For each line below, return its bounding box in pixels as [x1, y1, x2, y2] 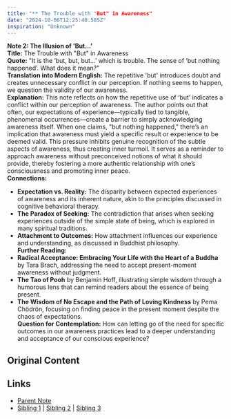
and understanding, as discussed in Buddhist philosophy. [17, 239, 180, 248]
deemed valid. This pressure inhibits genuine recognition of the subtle [7, 138, 206, 146]
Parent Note [17, 396, 52, 404]
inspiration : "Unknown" [7, 23, 76, 30]
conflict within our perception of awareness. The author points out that [7, 101, 208, 109]
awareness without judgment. [17, 268, 102, 277]
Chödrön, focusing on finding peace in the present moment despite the [17, 305, 219, 313]
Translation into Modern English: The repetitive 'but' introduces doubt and [7, 71, 221, 80]
